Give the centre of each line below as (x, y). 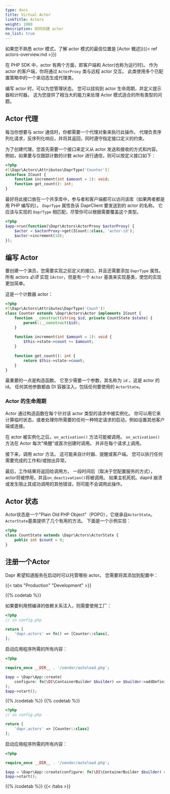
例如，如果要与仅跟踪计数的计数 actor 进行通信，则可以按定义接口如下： (80, 155)
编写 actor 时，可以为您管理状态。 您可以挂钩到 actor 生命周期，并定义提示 (83, 89)
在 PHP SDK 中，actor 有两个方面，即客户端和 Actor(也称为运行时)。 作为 (82, 65)
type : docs (17, 10)
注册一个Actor (28, 562)
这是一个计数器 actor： (29, 294)
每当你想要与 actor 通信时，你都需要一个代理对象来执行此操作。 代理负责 (81, 132)
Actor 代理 (22, 119)
